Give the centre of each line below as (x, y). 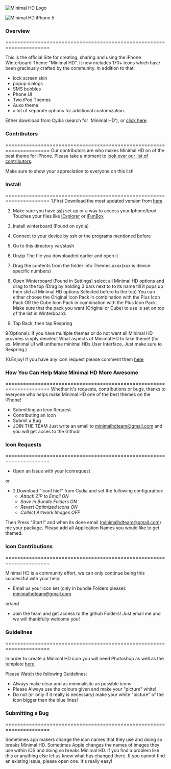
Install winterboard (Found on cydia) (51, 226)
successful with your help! (33, 578)
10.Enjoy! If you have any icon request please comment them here (75, 359)
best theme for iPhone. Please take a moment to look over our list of (77, 156)
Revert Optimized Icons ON (49, 507)
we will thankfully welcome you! (46, 619)
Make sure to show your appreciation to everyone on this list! (69, 171)
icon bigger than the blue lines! (45, 700)
